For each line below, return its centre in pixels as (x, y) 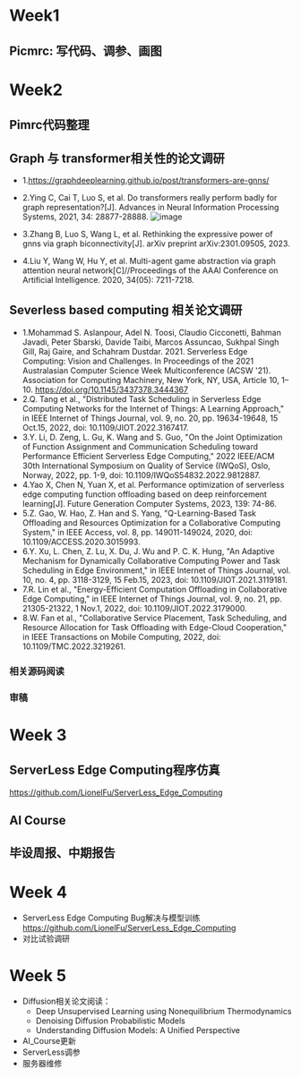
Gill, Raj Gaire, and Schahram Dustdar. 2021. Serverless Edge (135, 351)
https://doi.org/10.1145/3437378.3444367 (112, 389)
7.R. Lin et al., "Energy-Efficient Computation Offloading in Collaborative (155, 589)
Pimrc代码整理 (49, 125)
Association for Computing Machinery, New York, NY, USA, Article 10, (150, 380)
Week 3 (38, 735)
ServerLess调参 (51, 1052)
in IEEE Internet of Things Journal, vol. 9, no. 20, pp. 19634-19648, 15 (150, 418)
